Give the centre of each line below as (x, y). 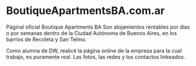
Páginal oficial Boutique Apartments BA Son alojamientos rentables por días (98, 27)
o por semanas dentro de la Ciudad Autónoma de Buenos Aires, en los (92, 33)
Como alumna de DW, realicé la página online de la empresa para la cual (94, 50)
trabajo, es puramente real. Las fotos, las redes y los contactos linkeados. (96, 57)
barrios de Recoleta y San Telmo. (46, 39)
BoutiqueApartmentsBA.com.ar (86, 11)
